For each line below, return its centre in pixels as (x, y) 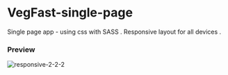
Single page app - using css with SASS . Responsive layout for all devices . (114, 32)
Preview (21, 50)
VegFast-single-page (70, 13)
